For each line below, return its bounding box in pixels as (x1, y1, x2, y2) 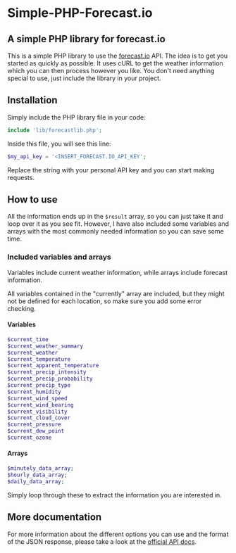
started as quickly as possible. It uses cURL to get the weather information (7, 59, 223, 68)
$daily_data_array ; (7, 478, 65, 485)
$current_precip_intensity (7, 369, 87, 376)
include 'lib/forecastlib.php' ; (7, 127, 102, 134)
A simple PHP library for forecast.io (7, 33, 166, 45)
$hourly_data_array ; (7, 471, 68, 478)
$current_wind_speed (7, 395, 68, 402)
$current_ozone (7, 434, 52, 441)
